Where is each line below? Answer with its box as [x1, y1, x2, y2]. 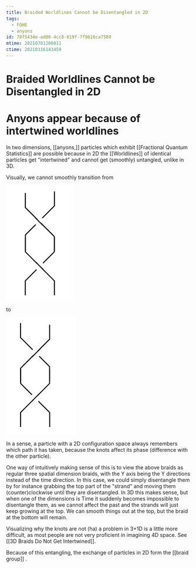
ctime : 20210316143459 [6, 47, 62, 53]
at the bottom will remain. [6, 514, 67, 520]
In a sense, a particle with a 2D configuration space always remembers [6, 440, 178, 447]
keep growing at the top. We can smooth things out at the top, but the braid [6, 508, 188, 515]
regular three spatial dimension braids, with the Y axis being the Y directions [6, 470, 191, 477]
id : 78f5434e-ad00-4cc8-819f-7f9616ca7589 [6, 34, 111, 40]
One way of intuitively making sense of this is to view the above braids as [6, 464, 184, 471]
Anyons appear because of [6, 112, 141, 126]
